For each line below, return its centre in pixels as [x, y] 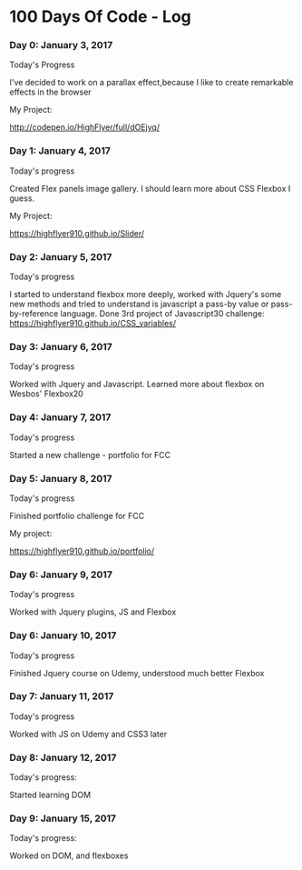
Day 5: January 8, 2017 [61, 478]
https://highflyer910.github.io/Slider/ [77, 233]
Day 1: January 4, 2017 [60, 151]
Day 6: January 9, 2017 [61, 575]
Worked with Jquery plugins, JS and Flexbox [93, 612]
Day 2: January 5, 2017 [61, 256]
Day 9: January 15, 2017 [63, 818]
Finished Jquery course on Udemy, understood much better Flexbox [137, 673]
